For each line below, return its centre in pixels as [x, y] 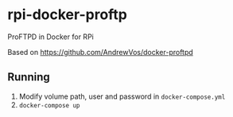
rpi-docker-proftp [68, 15]
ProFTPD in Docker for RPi [51, 37]
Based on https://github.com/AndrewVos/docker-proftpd [101, 52]
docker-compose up [49, 105]
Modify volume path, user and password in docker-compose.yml [122, 96]
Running [29, 77]
